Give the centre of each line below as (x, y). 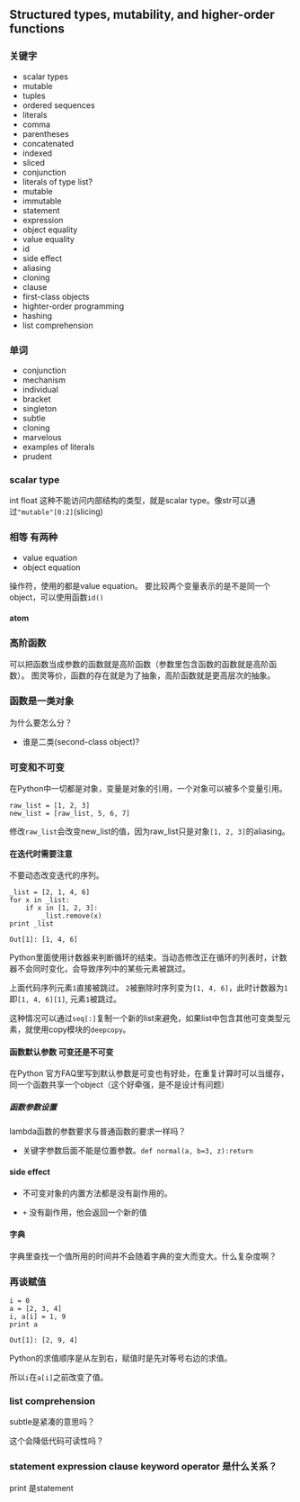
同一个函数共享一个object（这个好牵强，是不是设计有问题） (119, 1085)
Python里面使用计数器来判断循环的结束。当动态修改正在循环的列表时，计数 (148, 957)
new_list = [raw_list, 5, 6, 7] (70, 814)
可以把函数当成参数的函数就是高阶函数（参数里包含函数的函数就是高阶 (139, 665)
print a (24, 1325)
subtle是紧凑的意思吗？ (53, 1422)
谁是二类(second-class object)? (81, 741)
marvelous (42, 437)
